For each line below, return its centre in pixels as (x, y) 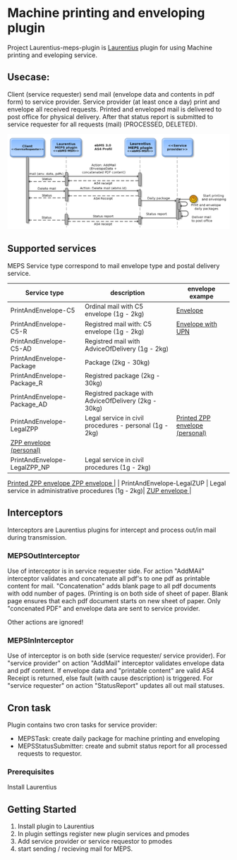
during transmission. (37, 537)
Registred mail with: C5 (118, 324)
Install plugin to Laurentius (56, 826)
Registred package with (119, 393)
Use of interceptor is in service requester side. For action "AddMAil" (106, 571)
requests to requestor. (50, 753)
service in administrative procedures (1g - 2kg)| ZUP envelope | (99, 490)
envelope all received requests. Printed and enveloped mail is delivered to (115, 109)
